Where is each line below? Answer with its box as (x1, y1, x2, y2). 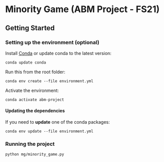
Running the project (5, 140, 55, 147)
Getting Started (5, 24, 55, 32)
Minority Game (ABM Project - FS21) (5, 4, 160, 15)
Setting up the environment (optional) (5, 39, 99, 46)
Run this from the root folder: (5, 69, 66, 75)
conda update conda (5, 60, 46, 65)
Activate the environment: (5, 87, 59, 93)
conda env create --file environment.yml (5, 78, 94, 84)
